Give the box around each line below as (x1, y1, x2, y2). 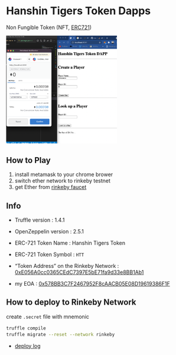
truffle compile (6, 325, 46, 331)
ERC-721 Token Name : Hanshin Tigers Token (14, 239, 126, 247)
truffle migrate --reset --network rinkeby (6, 331, 115, 337)
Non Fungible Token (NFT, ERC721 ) (6, 24, 92, 31)
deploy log (14, 342, 41, 349)
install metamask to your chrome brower (14, 171, 113, 178)
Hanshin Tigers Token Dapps (6, 4, 151, 18)
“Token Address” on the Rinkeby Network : (14, 263, 119, 270)
